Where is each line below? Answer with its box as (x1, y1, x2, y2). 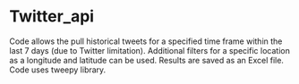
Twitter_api (9, 6, 95, 27)
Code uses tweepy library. (9, 64, 107, 75)
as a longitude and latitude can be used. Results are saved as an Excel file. (9, 55, 285, 65)
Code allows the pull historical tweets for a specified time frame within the (9, 36, 283, 46)
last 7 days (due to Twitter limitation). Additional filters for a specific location (9, 45, 291, 55)
